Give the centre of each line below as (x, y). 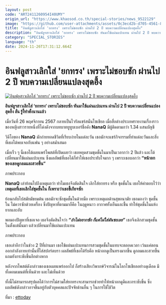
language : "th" (21, 42)
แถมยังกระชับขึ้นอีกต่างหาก (26, 256)
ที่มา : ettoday (18, 297)
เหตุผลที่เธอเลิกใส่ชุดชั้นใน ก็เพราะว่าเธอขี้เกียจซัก (44, 189)
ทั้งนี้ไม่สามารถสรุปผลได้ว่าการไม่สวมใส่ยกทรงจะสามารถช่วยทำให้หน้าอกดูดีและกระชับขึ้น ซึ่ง (78, 281)
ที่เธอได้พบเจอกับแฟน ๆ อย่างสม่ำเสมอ (36, 142)
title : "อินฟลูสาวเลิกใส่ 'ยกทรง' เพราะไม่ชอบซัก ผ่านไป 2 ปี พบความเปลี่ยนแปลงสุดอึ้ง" (74, 28)
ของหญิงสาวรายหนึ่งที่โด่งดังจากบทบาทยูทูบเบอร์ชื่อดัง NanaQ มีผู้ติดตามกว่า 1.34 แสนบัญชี (80, 127)
